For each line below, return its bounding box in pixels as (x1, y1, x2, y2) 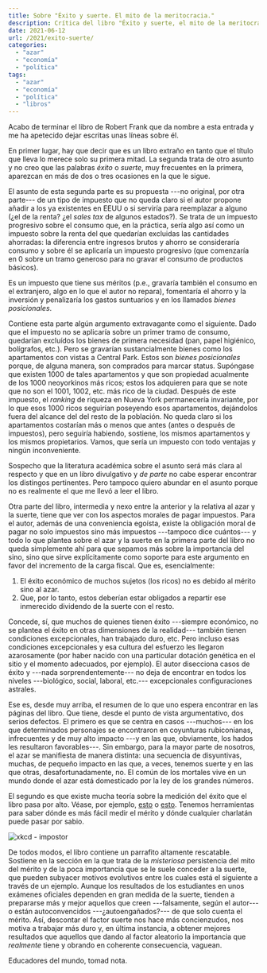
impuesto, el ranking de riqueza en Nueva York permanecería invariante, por (8, 395, 258, 405)
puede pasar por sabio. (8, 816, 85, 827)
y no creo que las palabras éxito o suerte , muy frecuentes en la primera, (8, 163, 244, 173)
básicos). (8, 263, 39, 273)
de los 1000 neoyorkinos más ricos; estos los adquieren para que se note (8, 378, 248, 388)
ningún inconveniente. (8, 446, 81, 455)
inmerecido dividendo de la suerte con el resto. (19, 602, 175, 611)
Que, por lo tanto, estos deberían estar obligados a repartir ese (19, 593, 226, 603)
